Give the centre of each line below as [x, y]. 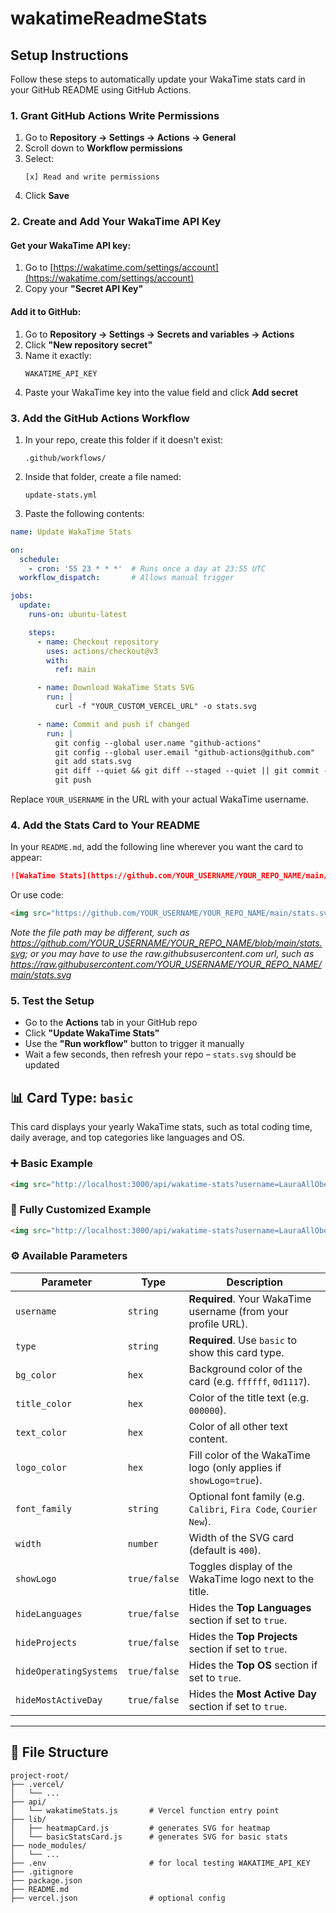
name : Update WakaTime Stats [71, 532]
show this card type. [236, 1352]
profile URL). [218, 1324]
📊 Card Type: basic [72, 1097]
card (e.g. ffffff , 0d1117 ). [249, 1381]
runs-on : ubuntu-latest [78, 615]
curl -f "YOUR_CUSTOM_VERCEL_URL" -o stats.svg [155, 707]
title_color [44, 1403]
